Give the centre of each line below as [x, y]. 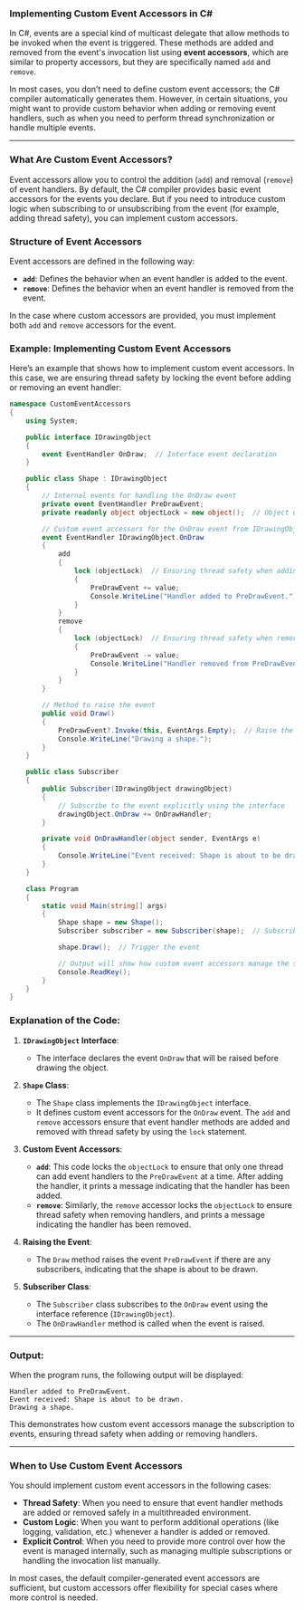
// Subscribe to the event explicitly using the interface [171, 805]
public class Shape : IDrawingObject [97, 479]
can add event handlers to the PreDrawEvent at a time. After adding [159, 1176]
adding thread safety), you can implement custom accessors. [123, 218]
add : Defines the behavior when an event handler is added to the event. [155, 278]
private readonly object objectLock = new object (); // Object [166, 513]
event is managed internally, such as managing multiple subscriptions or [157, 1551]
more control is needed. [54, 1597]
